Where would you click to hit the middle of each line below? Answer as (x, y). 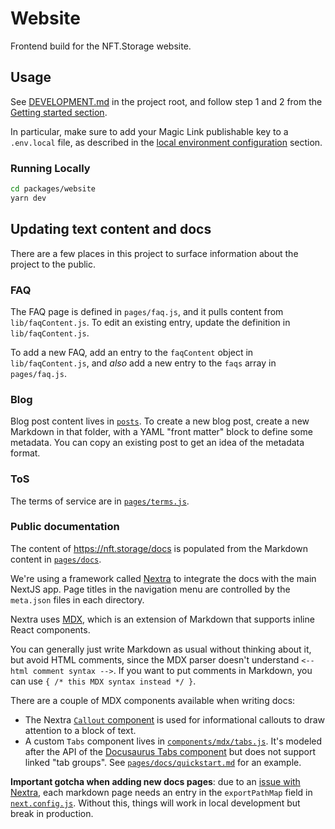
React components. (50, 629)
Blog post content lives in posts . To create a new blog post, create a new (160, 421)
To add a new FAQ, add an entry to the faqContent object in (132, 352)
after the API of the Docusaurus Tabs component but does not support (170, 751)
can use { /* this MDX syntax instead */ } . (103, 681)
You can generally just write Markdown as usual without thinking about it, (161, 649)
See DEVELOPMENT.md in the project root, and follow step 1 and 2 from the (166, 101)
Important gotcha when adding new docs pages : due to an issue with (155, 781)
